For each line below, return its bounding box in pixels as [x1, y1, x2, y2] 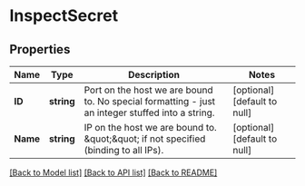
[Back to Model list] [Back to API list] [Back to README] [9, 167, 218, 178]
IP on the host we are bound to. [84, 122, 218, 133]
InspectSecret [9, 5, 119, 26]
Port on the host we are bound [84, 83, 213, 96]
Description [128, 69, 180, 81]
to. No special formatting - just [84, 95, 216, 107]
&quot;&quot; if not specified [84, 132, 206, 145]
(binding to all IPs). [84, 144, 164, 156]
